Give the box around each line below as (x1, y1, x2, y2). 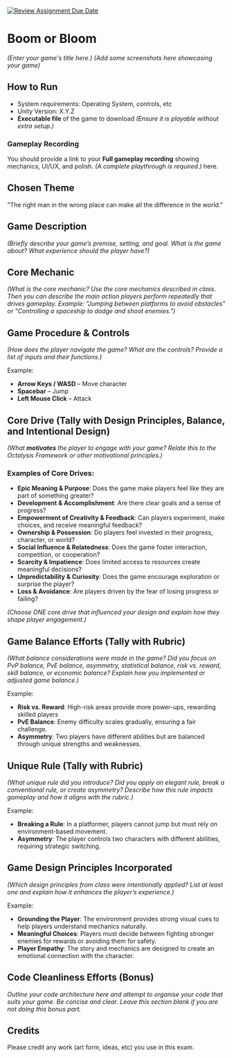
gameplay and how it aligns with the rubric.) (7, 793, 134, 801)
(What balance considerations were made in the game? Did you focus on (7, 654, 217, 662)
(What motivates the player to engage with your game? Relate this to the (7, 444, 217, 452)
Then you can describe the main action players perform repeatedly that (7, 292, 213, 301)
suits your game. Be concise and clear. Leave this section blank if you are (7, 997, 218, 1005)
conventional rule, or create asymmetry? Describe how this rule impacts (7, 786, 213, 794)
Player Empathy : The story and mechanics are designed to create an (17, 944, 215, 953)
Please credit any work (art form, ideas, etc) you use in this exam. (7, 1043, 195, 1052)
